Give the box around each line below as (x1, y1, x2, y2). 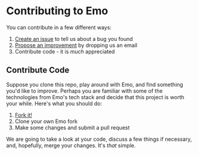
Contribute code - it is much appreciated (14, 48, 115, 55)
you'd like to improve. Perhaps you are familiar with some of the (6, 87, 163, 94)
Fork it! (14, 111, 33, 118)
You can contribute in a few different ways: (6, 24, 112, 31)
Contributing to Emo (6, 4, 109, 18)
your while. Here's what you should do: (6, 100, 103, 107)
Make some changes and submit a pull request (14, 124, 130, 131)
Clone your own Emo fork (14, 118, 78, 125)
